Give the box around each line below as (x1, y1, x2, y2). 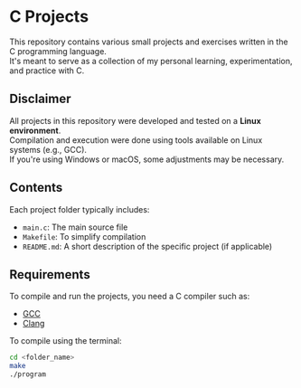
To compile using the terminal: (9, 336, 122, 346)
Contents (9, 180, 63, 195)
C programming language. (9, 45, 107, 56)
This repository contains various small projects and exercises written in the (9, 36, 288, 47)
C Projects (9, 6, 89, 27)
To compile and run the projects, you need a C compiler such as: (9, 291, 250, 302)
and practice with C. (9, 65, 85, 76)
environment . (9, 125, 61, 136)
